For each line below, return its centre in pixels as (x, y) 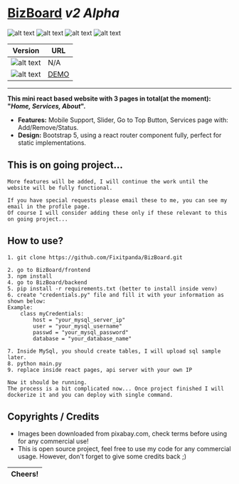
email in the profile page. (49, 206)
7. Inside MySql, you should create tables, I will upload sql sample (114, 351)
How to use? (36, 241)
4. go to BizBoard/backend (47, 282)
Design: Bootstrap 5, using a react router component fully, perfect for (119, 135)
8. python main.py (34, 363)
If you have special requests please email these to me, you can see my (117, 200)
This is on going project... (65, 165)
